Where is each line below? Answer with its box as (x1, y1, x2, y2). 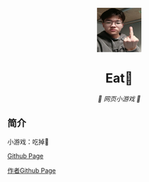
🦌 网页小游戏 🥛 (97, 94, 141, 103)
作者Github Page (7, 166, 57, 174)
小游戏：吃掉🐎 (7, 137, 50, 146)
